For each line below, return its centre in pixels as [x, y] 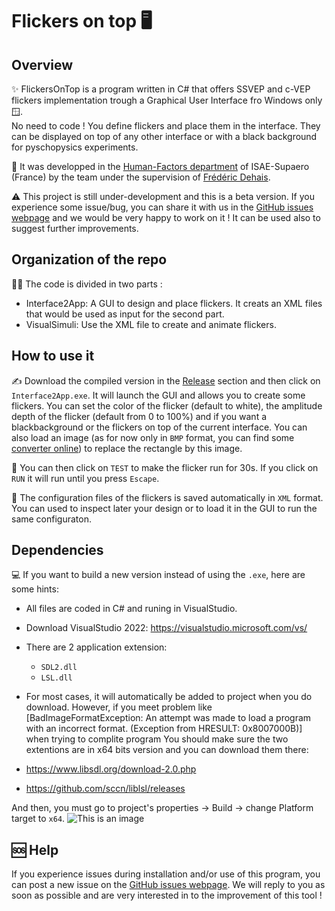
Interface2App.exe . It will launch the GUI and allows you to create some [158, 395]
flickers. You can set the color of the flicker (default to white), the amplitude [167, 405]
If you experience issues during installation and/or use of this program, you [166, 874]
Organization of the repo [89, 259]
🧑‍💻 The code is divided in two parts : [87, 284]
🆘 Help [35, 849]
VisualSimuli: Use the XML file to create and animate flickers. [151, 324]
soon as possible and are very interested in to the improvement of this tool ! [167, 895]
